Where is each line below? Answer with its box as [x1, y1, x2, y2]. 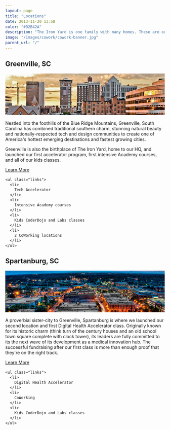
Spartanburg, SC [5, 257, 59, 266]
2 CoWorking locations [14, 233, 62, 238]
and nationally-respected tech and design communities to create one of [5, 131, 155, 137]
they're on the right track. [5, 350, 59, 355]
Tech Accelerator [14, 187, 51, 192]
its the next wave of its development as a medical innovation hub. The [5, 339, 151, 345]
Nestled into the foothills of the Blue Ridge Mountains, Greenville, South [5, 120, 154, 126]
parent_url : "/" [5, 41, 39, 46]
